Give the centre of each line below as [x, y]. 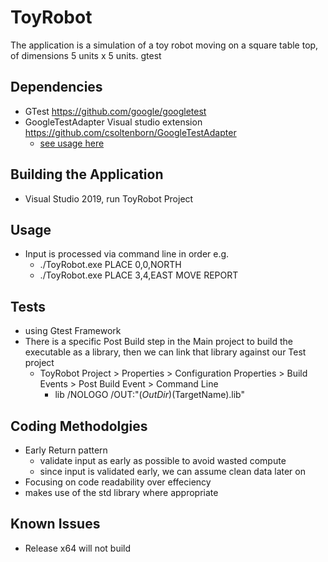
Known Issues [55, 524]
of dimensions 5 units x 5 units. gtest [86, 55]
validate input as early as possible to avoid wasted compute [163, 460]
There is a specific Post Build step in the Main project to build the [159, 342]
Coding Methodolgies [79, 426]
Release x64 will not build [78, 548]
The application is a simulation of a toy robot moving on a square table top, [164, 45]
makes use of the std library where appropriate [121, 492]
